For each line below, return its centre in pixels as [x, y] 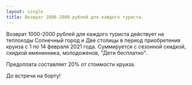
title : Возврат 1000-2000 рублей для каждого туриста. [75, 17]
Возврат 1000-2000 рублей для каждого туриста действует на [85, 34]
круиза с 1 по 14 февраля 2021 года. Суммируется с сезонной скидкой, [96, 46]
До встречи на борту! [33, 76]
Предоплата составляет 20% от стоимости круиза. [71, 64]
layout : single [25, 12]
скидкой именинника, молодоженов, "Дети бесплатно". [77, 53]
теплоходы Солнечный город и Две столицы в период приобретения [93, 40]
